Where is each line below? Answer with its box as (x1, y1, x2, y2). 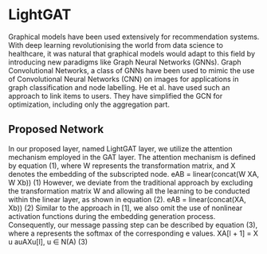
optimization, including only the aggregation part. (8, 100, 170, 109)
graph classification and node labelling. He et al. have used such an (8, 82, 230, 92)
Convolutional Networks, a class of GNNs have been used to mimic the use (8, 65, 255, 75)
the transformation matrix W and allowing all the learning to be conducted (8, 186, 250, 196)
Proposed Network (8, 123, 104, 136)
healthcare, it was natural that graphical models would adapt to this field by (8, 49, 256, 58)
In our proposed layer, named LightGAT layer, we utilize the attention (8, 143, 233, 153)
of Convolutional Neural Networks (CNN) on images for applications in (8, 74, 239, 84)
